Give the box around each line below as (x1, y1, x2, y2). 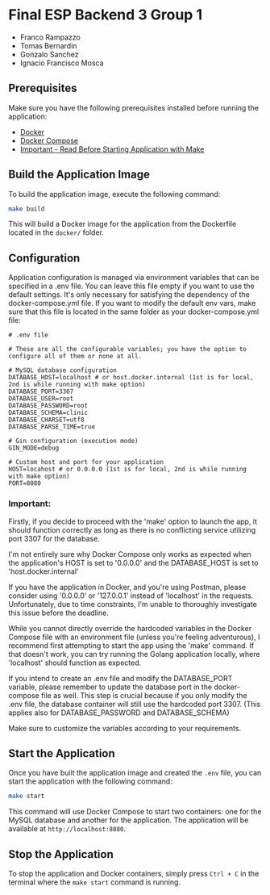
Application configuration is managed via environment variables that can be (8, 273, 260, 282)
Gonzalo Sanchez (19, 49, 79, 59)
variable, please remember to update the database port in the (8, 682, 213, 692)
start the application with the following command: (8, 776, 173, 786)
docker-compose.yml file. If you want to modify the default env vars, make (8, 299, 256, 308)
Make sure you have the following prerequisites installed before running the (8, 102, 260, 112)
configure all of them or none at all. (8, 353, 143, 361)
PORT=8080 (8, 479, 42, 487)
